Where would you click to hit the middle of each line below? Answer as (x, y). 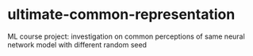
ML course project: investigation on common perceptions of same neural (126, 36)
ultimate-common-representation (121, 15)
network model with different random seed (77, 44)
